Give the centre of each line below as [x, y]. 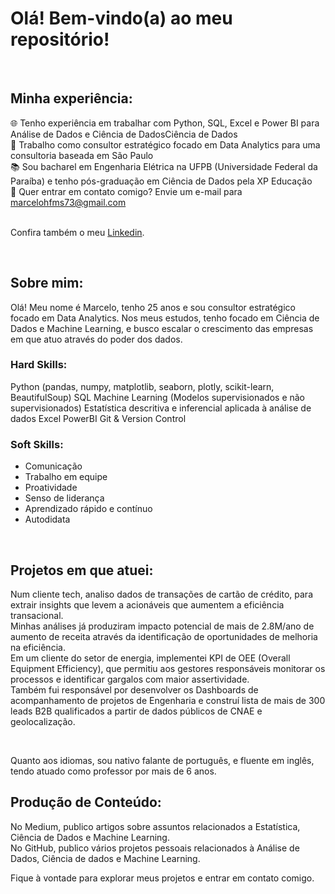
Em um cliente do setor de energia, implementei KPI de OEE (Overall [150, 658]
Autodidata [47, 519]
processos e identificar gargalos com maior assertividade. [130, 679]
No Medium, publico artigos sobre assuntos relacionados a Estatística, [155, 826]
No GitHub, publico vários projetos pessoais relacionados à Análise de [155, 848]
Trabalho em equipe [66, 477]
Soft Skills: [37, 444]
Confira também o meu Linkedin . [77, 232]
